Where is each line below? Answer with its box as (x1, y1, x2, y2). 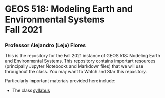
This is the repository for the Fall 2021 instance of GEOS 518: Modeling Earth (5, 53, 160, 59)
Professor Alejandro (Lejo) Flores (5, 42, 86, 49)
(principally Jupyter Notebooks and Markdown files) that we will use (5, 63, 144, 69)
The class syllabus (12, 87, 50, 94)
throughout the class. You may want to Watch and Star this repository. (5, 69, 147, 74)
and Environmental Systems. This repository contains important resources (5, 58, 156, 64)
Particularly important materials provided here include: (5, 78, 116, 84)
